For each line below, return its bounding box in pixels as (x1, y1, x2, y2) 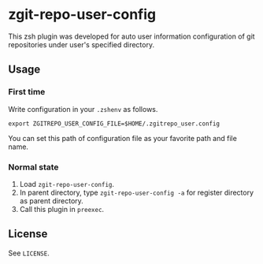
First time (8, 87, 46, 98)
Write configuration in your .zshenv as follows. (8, 104, 158, 113)
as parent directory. (19, 195, 84, 206)
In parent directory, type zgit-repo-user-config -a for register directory (19, 188, 254, 197)
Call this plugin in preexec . (19, 204, 105, 214)
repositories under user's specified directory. (8, 39, 155, 49)
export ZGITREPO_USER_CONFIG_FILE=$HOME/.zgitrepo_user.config (8, 120, 220, 128)
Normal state (8, 162, 59, 173)
